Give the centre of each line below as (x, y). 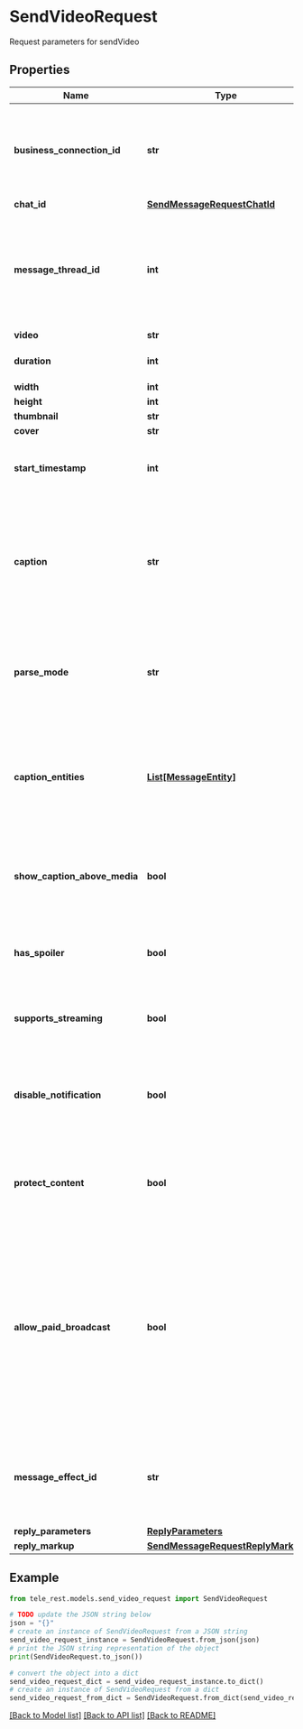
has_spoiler (39, 952)
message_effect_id (55, 1476)
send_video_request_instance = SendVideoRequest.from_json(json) (134, 1640)
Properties (40, 70)
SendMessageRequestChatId (211, 204)
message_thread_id (57, 270)
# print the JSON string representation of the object (115, 1648)
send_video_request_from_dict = (70, 1698)
